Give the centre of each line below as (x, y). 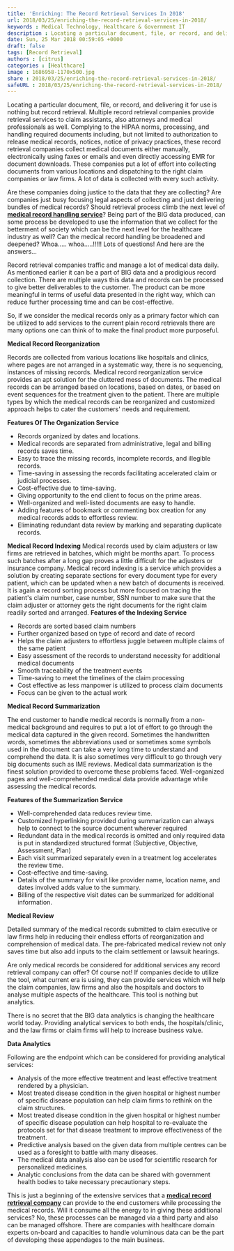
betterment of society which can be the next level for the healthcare (105, 229)
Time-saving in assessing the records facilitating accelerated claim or (117, 473)
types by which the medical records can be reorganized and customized (111, 402)
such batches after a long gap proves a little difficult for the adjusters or (110, 561)
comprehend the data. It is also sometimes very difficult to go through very (115, 757)
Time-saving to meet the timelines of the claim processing (101, 678)
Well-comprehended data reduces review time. (85, 813)
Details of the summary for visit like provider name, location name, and (119, 880)
